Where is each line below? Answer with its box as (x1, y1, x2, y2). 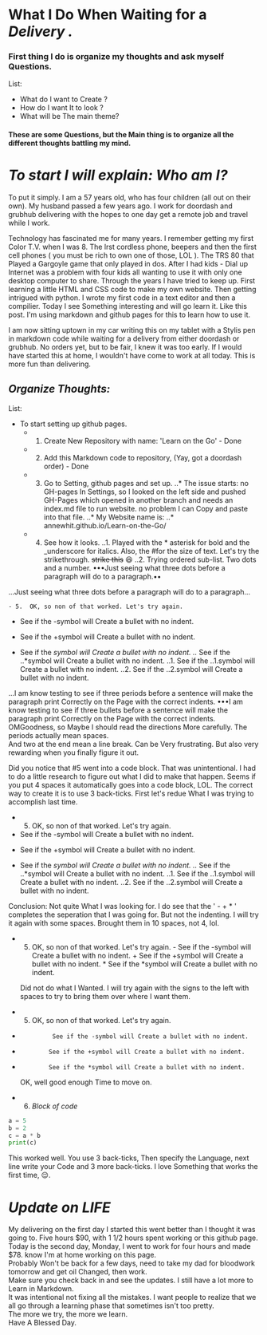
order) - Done (43, 461, 89, 471)
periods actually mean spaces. (8, 730, 109, 740)
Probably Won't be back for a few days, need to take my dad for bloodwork (8, 1258, 255, 1268)
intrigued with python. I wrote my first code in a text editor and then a (8, 293, 236, 302)
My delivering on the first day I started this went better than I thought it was (8, 1225, 256, 1234)
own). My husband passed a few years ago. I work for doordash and (8, 201, 233, 211)
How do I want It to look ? (19, 103, 104, 113)
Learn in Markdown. (8, 1284, 74, 1294)
